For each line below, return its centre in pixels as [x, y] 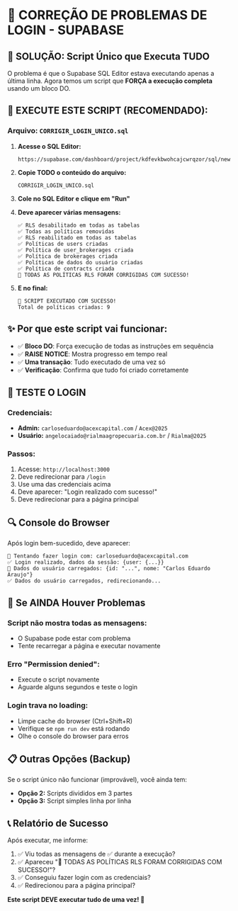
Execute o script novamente [58, 679]
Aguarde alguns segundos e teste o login [78, 687]
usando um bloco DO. [39, 88]
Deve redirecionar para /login [62, 477]
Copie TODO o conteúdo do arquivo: [72, 172]
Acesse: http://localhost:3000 [63, 469]
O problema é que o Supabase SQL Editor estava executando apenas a [111, 73]
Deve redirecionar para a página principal [78, 499]
